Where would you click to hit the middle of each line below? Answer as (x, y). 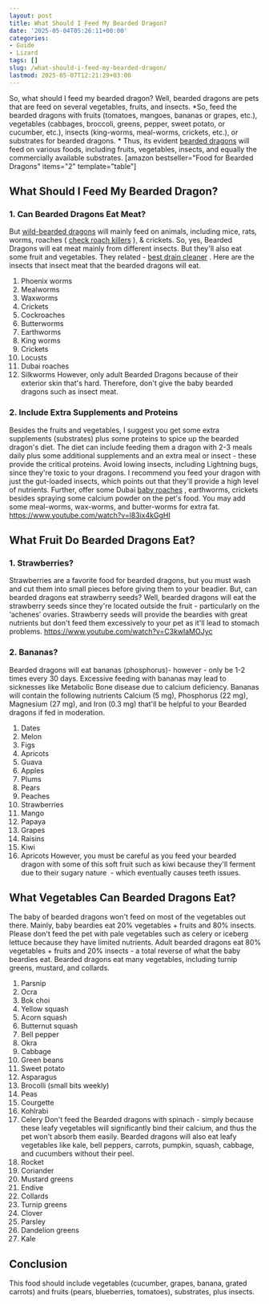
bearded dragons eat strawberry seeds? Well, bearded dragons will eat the (133, 598)
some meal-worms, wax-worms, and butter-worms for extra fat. (114, 506)
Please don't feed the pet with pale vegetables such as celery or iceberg (129, 934)
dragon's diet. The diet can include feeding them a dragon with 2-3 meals (131, 447)
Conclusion (38, 1264)
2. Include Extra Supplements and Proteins (94, 413)
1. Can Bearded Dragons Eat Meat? (78, 214)
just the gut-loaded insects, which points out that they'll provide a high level (134, 481)
